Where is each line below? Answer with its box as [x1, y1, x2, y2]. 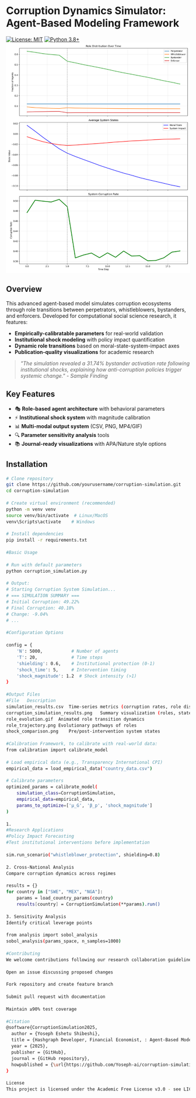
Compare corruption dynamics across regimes [6, 870, 116, 876]
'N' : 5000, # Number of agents [16, 648, 118, 655]
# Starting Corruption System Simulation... [6, 587, 116, 593]
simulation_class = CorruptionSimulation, [16, 790, 116, 796]
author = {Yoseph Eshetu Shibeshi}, [11, 1031, 100, 1037]
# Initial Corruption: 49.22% [6, 599, 80, 605]
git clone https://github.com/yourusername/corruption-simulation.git [6, 481, 181, 488]
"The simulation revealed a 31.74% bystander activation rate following [20, 360, 190, 367]
